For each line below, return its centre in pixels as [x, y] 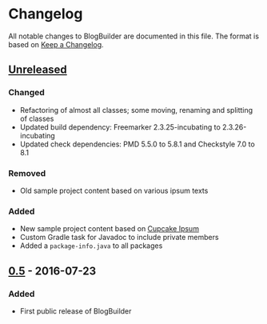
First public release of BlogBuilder [76, 311]
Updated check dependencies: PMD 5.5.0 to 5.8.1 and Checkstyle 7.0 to [137, 144]
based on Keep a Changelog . [56, 44]
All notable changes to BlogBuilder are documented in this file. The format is [134, 36]
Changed [27, 93]
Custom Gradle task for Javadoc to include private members [119, 238]
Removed [27, 173]
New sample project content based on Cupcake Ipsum [110, 229]
